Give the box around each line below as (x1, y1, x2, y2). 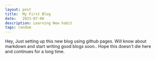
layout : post (5, 7, 31, 12)
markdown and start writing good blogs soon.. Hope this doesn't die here (5, 44, 151, 49)
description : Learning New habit (5, 20, 73, 26)
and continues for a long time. (5, 49, 65, 55)
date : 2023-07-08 (5, 16, 45, 21)
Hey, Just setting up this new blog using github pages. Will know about (5, 38, 147, 44)
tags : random (5, 25, 31, 30)
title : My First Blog (5, 12, 51, 16)
